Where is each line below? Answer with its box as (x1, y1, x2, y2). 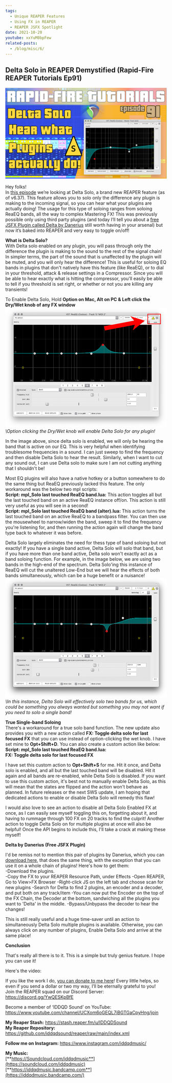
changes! (5, 906, 25, 913)
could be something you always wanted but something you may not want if (5, 704, 165, 710)
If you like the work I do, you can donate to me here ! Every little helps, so (5, 978, 159, 984)
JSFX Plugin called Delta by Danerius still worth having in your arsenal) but (5, 222, 163, 228)
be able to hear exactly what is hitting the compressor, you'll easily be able (5, 275, 163, 282)
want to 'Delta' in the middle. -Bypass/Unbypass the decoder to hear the (5, 901, 159, 907)
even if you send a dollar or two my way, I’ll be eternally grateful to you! (5, 983, 156, 990)
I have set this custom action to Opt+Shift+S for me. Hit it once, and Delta (5, 762, 161, 768)
